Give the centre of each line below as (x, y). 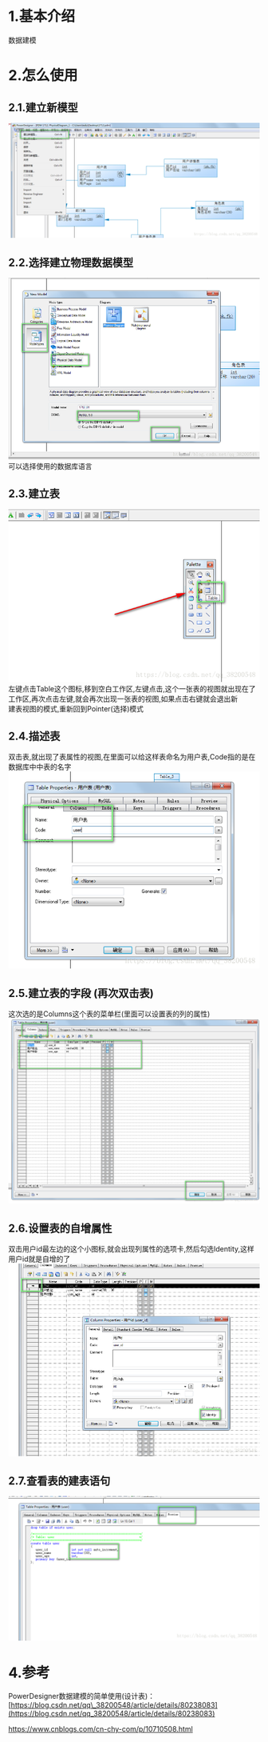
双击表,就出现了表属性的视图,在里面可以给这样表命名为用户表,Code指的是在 (132, 757)
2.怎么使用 (43, 76)
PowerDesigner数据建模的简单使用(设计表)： (82, 1696)
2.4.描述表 (34, 736)
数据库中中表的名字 (40, 767)
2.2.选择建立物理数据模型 (71, 262)
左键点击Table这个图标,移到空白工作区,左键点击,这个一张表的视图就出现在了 (132, 688)
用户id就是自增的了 (39, 1259)
